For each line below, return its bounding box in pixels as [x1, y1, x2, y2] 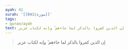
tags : [5, 16, 16, 21]
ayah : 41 [5, 7, 23, 12]
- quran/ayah [5, 21, 32, 26]
